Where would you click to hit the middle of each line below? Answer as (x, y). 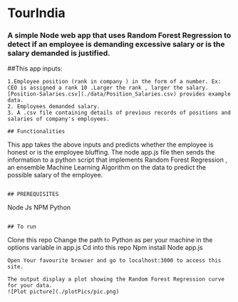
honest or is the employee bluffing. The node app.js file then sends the (111, 152)
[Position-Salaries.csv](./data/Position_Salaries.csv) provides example (119, 94)
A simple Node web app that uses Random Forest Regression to (119, 36)
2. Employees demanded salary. (54, 107)
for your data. (30, 286)
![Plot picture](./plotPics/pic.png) (63, 292)
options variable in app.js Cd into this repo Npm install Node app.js (105, 248)
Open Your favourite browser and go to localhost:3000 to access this (114, 261)
